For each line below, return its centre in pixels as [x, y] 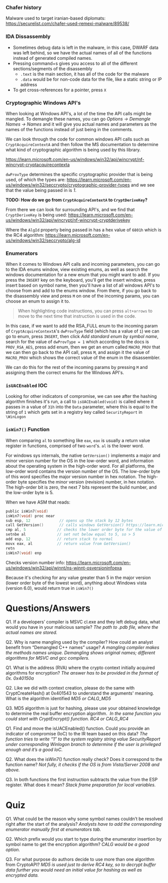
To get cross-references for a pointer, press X [60, 90]
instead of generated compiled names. [53, 58]
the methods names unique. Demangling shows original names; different [81, 653]
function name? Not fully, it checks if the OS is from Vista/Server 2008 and [83, 765]
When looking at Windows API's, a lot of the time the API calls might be [79, 113]
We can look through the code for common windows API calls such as [78, 139]
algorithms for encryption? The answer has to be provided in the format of [82, 673]
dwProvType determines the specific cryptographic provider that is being [79, 174]
